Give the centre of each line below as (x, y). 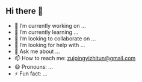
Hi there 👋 (24, 11)
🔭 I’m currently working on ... (50, 25)
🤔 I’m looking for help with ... (50, 45)
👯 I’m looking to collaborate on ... (55, 38)
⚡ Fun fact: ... (31, 74)
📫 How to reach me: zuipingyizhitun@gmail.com (75, 58)
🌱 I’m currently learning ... (46, 32)
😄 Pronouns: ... (34, 66)
